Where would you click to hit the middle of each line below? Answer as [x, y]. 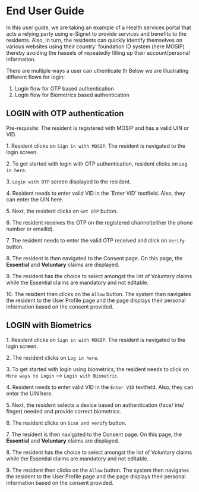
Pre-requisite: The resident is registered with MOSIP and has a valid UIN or [97, 128]
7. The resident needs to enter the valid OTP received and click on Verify [96, 240]
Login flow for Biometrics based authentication [72, 95]
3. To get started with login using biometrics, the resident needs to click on [98, 369]
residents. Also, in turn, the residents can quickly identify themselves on [94, 40]
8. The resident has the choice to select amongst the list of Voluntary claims [99, 452]
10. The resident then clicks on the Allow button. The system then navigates [99, 294]
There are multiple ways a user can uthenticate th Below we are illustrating [97, 70]
